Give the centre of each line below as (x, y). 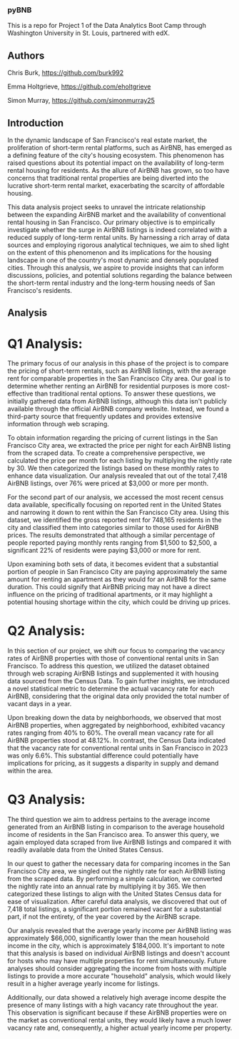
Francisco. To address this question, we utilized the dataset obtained (108, 666)
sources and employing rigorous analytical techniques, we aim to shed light (118, 245)
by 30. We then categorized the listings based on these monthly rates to (113, 468)
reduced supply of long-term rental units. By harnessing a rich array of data (119, 237)
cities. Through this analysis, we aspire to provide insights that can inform (116, 267)
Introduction (36, 123)
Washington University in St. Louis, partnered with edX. (88, 33)
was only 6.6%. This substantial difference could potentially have (103, 756)
